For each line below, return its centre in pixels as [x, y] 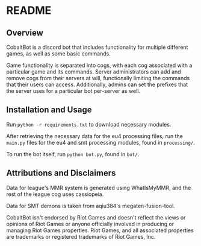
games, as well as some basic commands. [59, 54]
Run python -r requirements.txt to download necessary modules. [89, 124]
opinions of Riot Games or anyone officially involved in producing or [90, 224]
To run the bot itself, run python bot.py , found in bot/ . [73, 154]
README [29, 11]
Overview [25, 33]
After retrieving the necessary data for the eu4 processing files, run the [95, 136]
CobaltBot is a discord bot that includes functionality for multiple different [97, 47]
